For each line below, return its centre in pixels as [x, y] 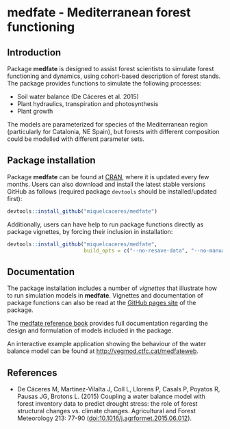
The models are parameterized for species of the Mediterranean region [107, 124]
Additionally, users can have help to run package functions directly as [105, 224]
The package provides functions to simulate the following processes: [104, 83]
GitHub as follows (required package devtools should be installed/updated [112, 191]
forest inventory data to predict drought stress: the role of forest [107, 404]
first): [15, 198]
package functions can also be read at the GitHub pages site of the [102, 303]
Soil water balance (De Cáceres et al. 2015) [78, 96]
